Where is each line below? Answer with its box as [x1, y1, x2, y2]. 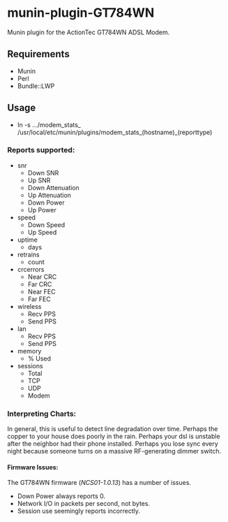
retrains [17, 250, 40, 259]
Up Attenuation [27, 191, 72, 199]
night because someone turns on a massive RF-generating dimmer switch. [7, 447, 222, 456]
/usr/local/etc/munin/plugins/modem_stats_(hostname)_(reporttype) [17, 128, 213, 136]
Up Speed [27, 228, 57, 236]
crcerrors [17, 265, 45, 273]
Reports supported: [7, 145, 75, 155]
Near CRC [27, 273, 57, 281]
